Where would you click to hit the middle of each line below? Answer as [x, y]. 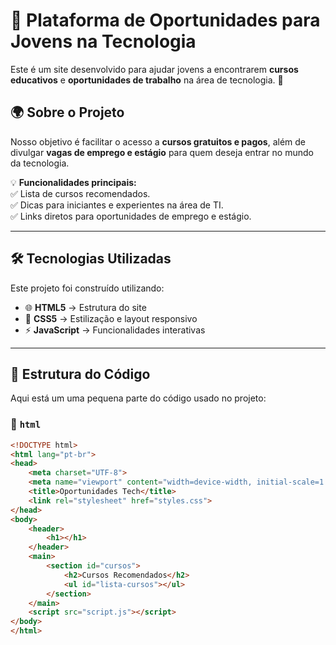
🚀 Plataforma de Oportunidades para [165, 20]
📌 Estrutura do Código [80, 374]
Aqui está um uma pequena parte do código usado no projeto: [138, 398]
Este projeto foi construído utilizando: [87, 288]
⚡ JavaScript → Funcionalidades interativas [115, 330]
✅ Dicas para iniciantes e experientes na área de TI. [117, 205]
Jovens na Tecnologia [103, 41]
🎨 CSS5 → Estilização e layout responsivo [111, 318]
